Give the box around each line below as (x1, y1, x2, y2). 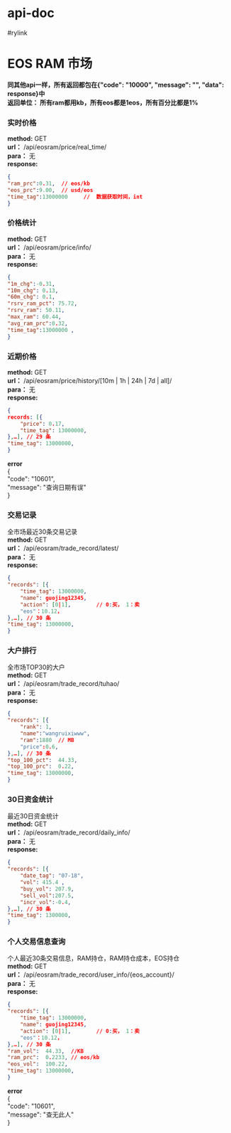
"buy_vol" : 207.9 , (20, 885, 74, 893)
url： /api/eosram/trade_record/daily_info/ (7, 828, 130, 837)
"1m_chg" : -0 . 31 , (7, 280, 55, 287)
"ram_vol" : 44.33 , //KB (7, 1047, 84, 1055)
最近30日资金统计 (7, 812, 59, 820)
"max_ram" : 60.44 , (7, 313, 62, 321)
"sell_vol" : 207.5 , (20, 892, 74, 899)
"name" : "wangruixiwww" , (20, 730, 91, 737)
